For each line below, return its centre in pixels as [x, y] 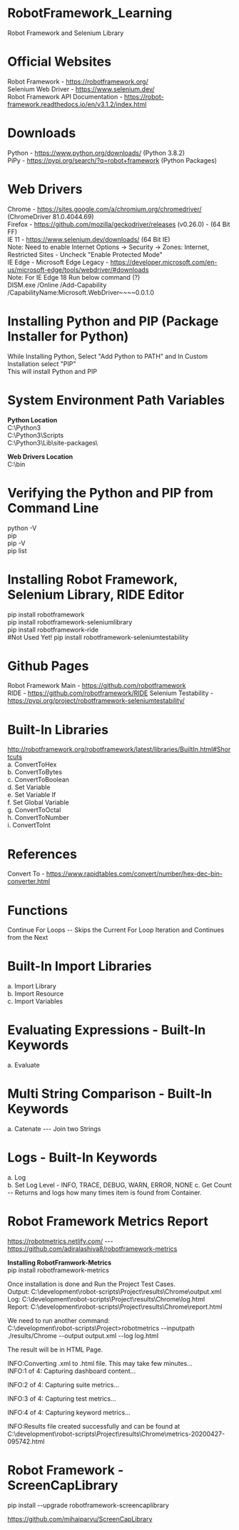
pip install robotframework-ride [53, 629]
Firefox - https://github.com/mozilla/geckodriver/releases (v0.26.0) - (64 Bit [119, 224]
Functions [37, 910]
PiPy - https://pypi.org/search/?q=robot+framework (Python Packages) [112, 160]
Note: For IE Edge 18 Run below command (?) [74, 277]
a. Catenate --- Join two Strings [54, 1129]
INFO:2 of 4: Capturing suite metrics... [63, 1384]
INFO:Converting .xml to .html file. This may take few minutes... [100, 1363]
